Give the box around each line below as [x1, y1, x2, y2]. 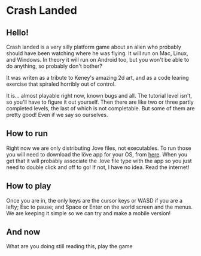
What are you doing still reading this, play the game [6, 243, 133, 250]
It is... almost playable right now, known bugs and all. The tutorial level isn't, [6, 92, 193, 99]
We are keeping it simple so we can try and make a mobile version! [6, 209, 171, 216]
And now [6, 227, 41, 237]
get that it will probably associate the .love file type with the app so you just [6, 157, 192, 164]
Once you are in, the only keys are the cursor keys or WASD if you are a [6, 197, 183, 204]
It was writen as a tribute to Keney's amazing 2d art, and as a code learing [6, 74, 190, 81]
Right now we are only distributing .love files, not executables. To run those [6, 144, 191, 152]
